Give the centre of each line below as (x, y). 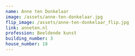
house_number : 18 (27, 44)
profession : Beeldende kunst (41, 33)
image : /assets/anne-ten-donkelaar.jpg (54, 17)
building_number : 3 (29, 38)
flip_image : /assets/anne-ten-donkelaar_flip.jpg (67, 22)
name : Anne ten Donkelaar (37, 11)
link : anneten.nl (27, 28)
